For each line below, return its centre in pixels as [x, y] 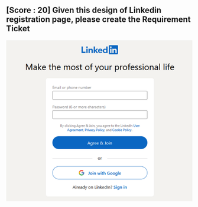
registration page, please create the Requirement [98, 20]
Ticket [18, 29]
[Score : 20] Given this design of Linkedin [84, 10]
